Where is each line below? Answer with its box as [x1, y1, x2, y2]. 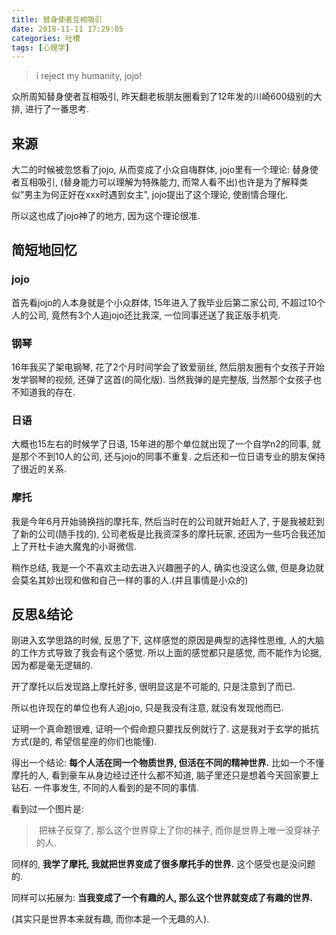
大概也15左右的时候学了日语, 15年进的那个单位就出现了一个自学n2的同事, [11, 438, 310, 450]
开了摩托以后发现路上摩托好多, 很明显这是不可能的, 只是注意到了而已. [11, 681, 296, 693]
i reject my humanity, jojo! [35, 70, 143, 82]
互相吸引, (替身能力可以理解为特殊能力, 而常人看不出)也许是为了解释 [19, 176, 300, 188]
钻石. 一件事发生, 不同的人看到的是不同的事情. [11, 782, 199, 794]
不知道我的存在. [11, 386, 76, 398]
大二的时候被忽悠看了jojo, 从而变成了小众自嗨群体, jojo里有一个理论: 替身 [11, 164, 311, 176]
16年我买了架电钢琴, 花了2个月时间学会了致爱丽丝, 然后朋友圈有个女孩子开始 [11, 361, 325, 373]
